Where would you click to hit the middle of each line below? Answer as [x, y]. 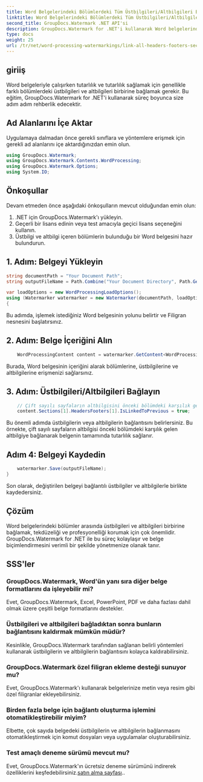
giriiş [16, 70]
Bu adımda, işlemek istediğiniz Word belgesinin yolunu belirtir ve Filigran [96, 315]
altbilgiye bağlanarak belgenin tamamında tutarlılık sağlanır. [80, 436]
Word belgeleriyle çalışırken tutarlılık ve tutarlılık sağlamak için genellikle [96, 85]
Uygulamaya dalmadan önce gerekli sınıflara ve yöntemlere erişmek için [96, 137]
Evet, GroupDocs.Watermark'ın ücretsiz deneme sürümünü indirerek [91, 766]
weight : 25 [20, 40]
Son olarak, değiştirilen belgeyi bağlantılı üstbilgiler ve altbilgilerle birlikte [97, 485]
